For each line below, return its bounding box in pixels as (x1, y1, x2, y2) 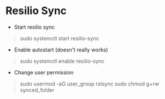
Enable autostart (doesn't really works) (14, 46, 108, 53)
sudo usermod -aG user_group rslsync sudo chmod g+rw (19, 80, 160, 87)
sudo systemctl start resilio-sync (19, 35, 99, 42)
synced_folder (19, 86, 55, 93)
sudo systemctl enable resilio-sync (19, 57, 105, 64)
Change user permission (14, 69, 74, 76)
